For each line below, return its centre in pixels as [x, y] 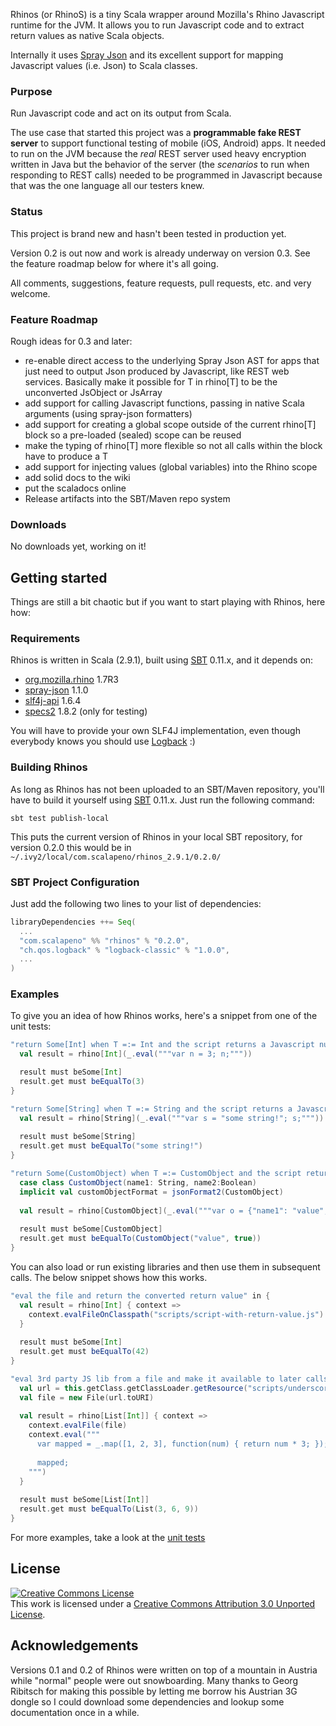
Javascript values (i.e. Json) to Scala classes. [104, 65]
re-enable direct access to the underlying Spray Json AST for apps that [172, 360]
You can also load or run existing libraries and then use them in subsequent [165, 1266]
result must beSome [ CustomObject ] [91, 1229]
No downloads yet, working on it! [78, 546]
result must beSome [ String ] [78, 1137]
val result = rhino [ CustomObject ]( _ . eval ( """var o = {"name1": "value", [174, 1210]
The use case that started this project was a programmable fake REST [156, 133]
